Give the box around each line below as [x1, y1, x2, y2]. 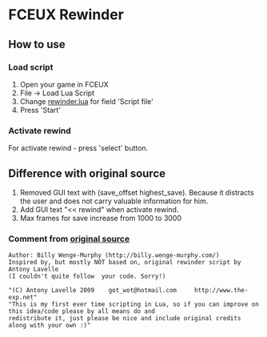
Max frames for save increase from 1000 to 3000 [19, 213, 182, 223]
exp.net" [8, 294, 38, 302]
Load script [8, 62, 54, 73]
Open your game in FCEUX [19, 79, 110, 89]
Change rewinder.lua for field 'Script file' [19, 96, 154, 106]
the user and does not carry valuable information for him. [19, 196, 209, 206]
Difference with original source [8, 166, 166, 180]
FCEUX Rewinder [8, 6, 124, 24]
